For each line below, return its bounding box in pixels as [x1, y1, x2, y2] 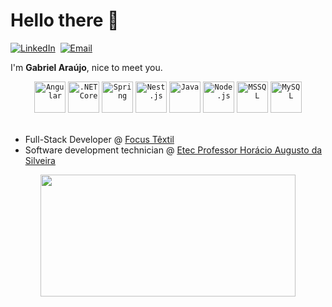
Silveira [24, 154, 56, 166]
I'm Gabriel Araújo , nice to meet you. [10, 61, 163, 73]
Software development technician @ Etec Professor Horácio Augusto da [24, 144, 323, 156]
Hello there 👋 [10, 9, 120, 32]
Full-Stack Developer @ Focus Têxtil [24, 133, 175, 145]
